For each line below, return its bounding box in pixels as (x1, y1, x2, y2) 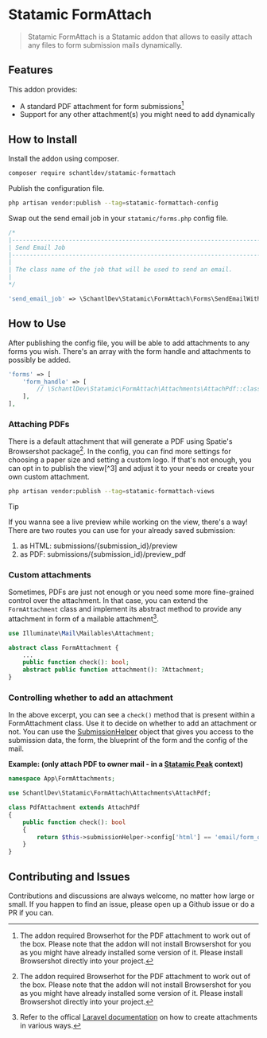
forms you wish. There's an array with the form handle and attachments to (8, 346, 252, 356)
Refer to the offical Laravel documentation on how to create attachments (19, 1013, 258, 1022)
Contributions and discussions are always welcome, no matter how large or (8, 891, 255, 900)
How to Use (8, 317, 67, 331)
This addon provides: (8, 84, 78, 94)
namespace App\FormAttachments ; (8, 775, 115, 783)
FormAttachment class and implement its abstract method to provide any (8, 605, 242, 614)
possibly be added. (8, 355, 72, 364)
